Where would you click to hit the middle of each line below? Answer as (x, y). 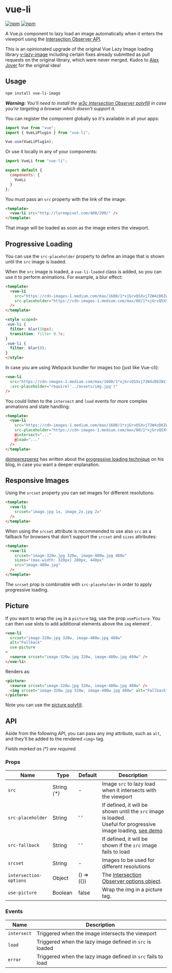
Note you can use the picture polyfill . (44, 705)
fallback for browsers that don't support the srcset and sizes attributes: (81, 536)
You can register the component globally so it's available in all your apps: (82, 118)
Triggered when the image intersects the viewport (97, 933)
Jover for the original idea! (33, 65)
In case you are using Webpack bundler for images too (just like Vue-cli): (82, 368)
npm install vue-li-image (33, 93)
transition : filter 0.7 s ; (38, 334)
